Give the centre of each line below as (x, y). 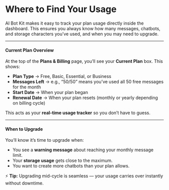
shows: (13, 67)
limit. (17, 155)
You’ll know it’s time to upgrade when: (45, 140)
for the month (27, 87)
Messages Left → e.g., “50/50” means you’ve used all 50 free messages (88, 82)
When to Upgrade (24, 129)
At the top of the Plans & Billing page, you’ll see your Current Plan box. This (84, 61)
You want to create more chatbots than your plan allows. (71, 166)
